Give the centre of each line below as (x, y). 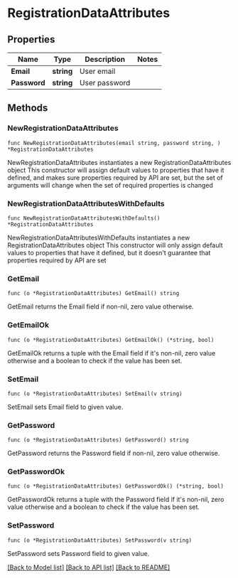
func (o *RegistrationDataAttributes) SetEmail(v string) (95, 394)
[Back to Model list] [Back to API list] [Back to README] (89, 567)
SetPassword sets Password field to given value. (79, 553)
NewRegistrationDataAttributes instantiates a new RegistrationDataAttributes (119, 162)
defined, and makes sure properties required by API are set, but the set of (115, 177)
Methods (28, 108)
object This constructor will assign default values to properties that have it (116, 170)
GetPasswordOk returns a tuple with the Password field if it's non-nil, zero (116, 500)
